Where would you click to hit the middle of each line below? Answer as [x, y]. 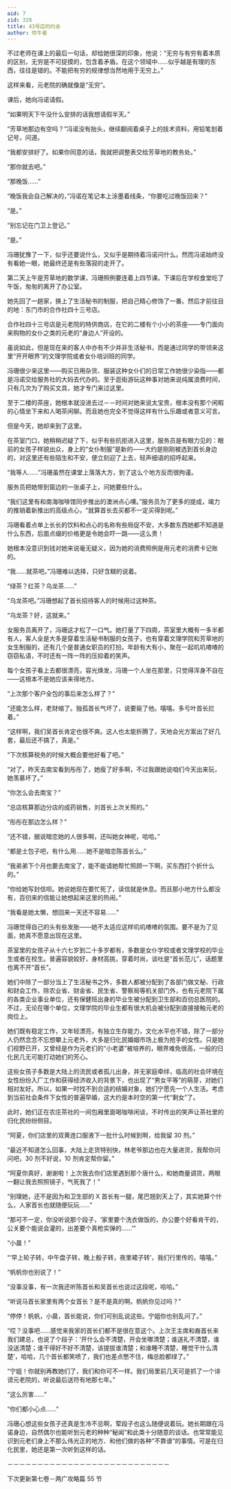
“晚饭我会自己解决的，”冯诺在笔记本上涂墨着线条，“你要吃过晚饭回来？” [107, 196]
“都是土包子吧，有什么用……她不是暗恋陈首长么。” [77, 851]
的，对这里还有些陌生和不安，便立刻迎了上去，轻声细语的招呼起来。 [103, 458]
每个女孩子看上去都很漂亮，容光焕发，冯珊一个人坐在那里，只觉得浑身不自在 [115, 670]
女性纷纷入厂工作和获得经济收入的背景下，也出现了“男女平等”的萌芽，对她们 [115, 1080]
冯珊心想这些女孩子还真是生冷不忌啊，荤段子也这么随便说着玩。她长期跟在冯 [115, 1424]
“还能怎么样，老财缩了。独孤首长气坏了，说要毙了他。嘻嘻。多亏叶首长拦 [111, 708]
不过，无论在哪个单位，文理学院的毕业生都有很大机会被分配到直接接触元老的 [115, 1008]
